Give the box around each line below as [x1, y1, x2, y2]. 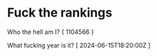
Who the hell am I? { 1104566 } [7, 28, 95, 36]
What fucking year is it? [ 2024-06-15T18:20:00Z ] [7, 41, 151, 49]
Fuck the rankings [7, 5, 113, 21]
